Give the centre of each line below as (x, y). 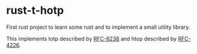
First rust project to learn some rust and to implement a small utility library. (98, 27)
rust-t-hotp (35, 10)
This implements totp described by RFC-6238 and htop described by (92, 38)
